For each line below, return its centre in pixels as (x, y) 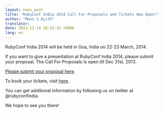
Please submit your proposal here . (40, 71)
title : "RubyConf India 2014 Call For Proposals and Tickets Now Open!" (82, 14)
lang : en (14, 33)
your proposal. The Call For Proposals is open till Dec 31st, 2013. (71, 62)
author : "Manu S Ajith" (30, 19)
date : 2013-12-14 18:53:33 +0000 (40, 28)
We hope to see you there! (32, 105)
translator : (17, 24)
